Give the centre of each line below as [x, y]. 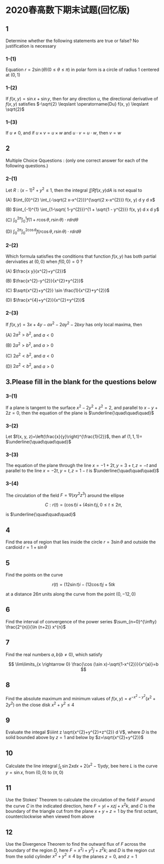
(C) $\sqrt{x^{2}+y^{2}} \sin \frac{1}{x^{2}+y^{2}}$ [58, 290]
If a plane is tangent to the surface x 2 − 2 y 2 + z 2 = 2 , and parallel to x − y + [82, 407]
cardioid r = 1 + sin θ [26, 547]
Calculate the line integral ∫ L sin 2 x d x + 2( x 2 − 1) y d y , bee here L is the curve [82, 766]
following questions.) [27, 166]
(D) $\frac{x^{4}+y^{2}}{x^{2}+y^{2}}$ [45, 300]
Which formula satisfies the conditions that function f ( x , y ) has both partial [81, 256]
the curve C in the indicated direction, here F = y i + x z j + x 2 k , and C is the [80, 805]
